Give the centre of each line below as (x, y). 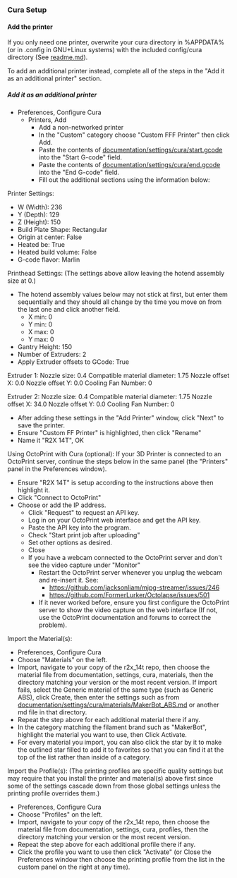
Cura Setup (27, 10)
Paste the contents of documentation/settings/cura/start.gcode (130, 150)
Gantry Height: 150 (45, 347)
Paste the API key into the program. (80, 528)
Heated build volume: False (57, 252)
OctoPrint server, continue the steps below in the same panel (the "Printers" (117, 462)
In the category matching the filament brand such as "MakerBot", (112, 727)
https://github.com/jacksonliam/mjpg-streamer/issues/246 (134, 587)
